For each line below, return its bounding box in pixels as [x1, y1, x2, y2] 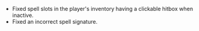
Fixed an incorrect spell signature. [12, 18, 98, 25]
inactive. [12, 12, 34, 19]
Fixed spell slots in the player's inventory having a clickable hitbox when [12, 5, 194, 12]
